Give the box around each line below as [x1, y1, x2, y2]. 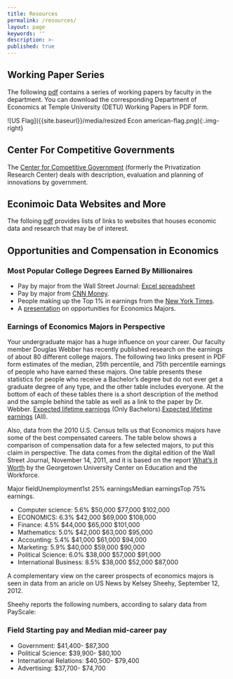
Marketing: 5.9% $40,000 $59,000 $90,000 [17, 543, 145, 552]
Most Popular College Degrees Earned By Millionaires [7, 265, 193, 275]
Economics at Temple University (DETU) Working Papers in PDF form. [7, 103, 209, 111]
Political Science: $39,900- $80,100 [17, 649, 121, 657]
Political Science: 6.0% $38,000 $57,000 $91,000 [17, 550, 161, 559]
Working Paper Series [7, 69, 105, 81]
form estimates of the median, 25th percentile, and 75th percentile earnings [7, 360, 226, 369]
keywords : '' [7, 30, 46, 37]
